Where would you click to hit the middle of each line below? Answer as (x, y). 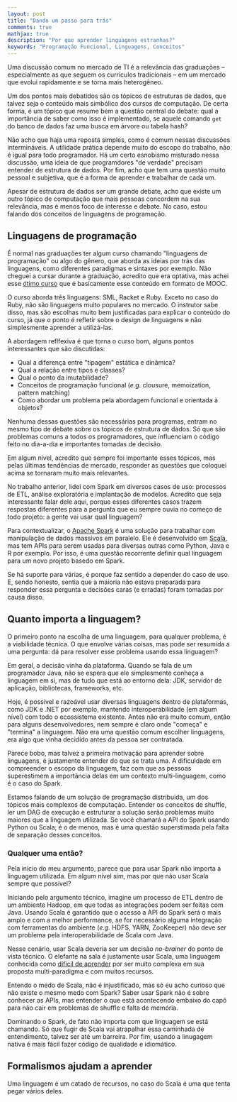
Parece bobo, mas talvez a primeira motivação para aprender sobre (106, 753)
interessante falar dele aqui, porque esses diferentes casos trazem (104, 502)
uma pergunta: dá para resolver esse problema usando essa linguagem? (112, 651)
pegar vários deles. (35, 1091)
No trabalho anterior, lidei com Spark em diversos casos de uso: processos (117, 486)
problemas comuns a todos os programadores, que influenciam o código (114, 436)
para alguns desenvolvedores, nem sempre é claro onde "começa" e (108, 724)
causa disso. (26, 597)
